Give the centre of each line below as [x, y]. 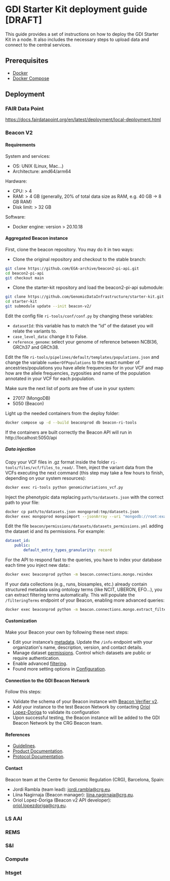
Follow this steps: [23, 692]
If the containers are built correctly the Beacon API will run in [69, 432]
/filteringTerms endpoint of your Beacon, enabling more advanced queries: [85, 600]
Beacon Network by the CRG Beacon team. [57, 723]
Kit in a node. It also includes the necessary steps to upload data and [77, 39]
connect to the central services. [38, 45]
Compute [17, 859]
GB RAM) [22, 201]
